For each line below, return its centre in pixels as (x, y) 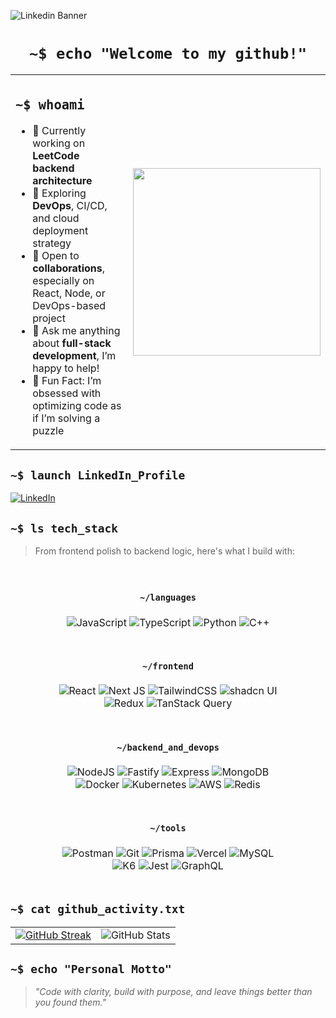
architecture (62, 181)
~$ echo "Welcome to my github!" (168, 54)
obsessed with (67, 393)
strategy (52, 243)
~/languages (168, 598)
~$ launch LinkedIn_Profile (98, 475)
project (49, 318)
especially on (63, 281)
